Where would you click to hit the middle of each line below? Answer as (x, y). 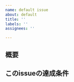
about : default (21, 15)
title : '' (16, 19)
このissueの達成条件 (37, 73)
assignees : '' (20, 29)
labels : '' (17, 24)
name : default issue (27, 10)
